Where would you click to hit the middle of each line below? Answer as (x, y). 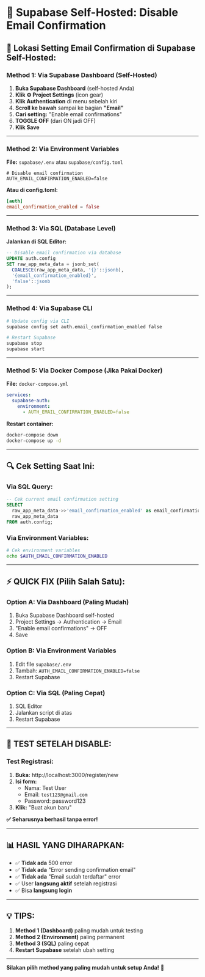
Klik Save (27, 127)
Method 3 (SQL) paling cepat (52, 943)
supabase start (26, 349)
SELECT (15, 505)
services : (19, 395)
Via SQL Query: (30, 487)
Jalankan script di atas (43, 712)
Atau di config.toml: (32, 190)
